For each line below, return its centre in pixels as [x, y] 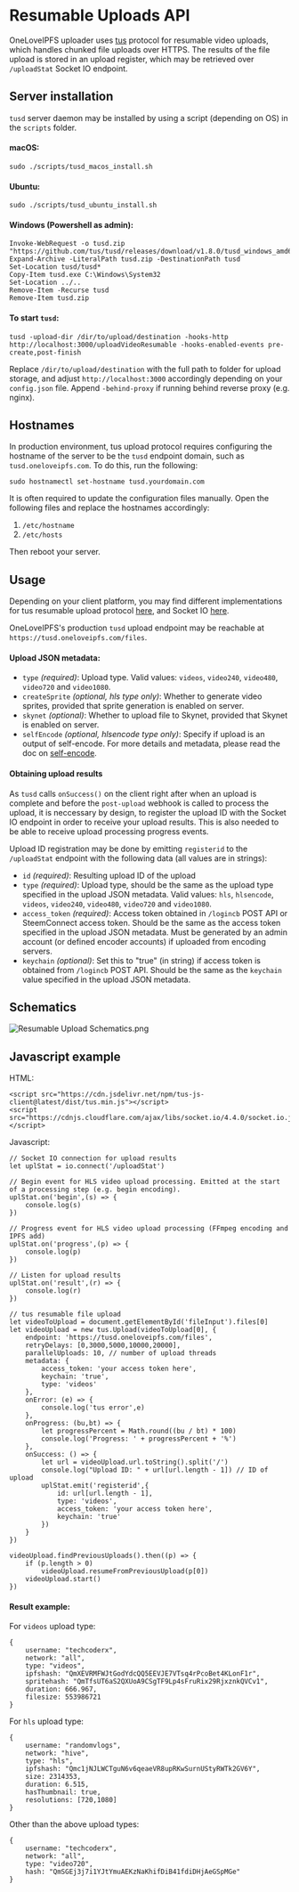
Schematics [43, 1007]
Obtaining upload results [56, 773]
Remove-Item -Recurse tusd [59, 290]
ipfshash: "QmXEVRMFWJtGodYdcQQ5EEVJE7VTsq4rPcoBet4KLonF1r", [143, 1674]
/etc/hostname [48, 526]
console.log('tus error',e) [93, 1408]
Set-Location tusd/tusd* [55, 267]
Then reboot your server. [55, 552]
